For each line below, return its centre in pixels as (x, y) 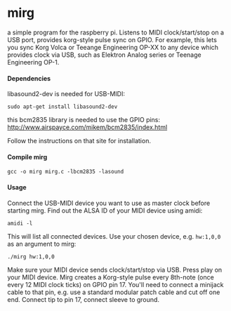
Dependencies (29, 78)
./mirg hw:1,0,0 (31, 257)
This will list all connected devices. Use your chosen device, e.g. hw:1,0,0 (114, 236)
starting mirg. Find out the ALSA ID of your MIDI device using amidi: (105, 210)
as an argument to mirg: (42, 244)
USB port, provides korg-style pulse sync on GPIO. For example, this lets (112, 39)
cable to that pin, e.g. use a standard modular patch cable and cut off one (114, 292)
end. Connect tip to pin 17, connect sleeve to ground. (84, 299)
